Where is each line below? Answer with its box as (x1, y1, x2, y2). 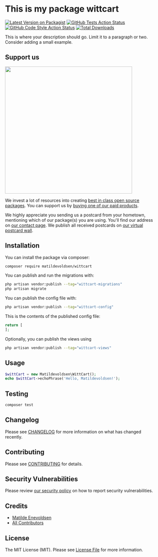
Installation (5, 242, 40, 250)
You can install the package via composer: (5, 254, 90, 260)
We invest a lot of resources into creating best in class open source (5, 197, 140, 203)
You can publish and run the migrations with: (5, 273, 95, 278)
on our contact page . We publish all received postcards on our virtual (5, 222, 143, 228)
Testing (5, 390, 29, 398)
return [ (5, 323, 23, 328)
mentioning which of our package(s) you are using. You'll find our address (5, 217, 153, 223)
